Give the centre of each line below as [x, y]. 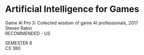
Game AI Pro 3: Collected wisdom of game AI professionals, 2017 [72, 23]
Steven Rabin [19, 28]
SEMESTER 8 [19, 43]
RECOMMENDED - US [28, 33]
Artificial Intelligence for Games [72, 9]
